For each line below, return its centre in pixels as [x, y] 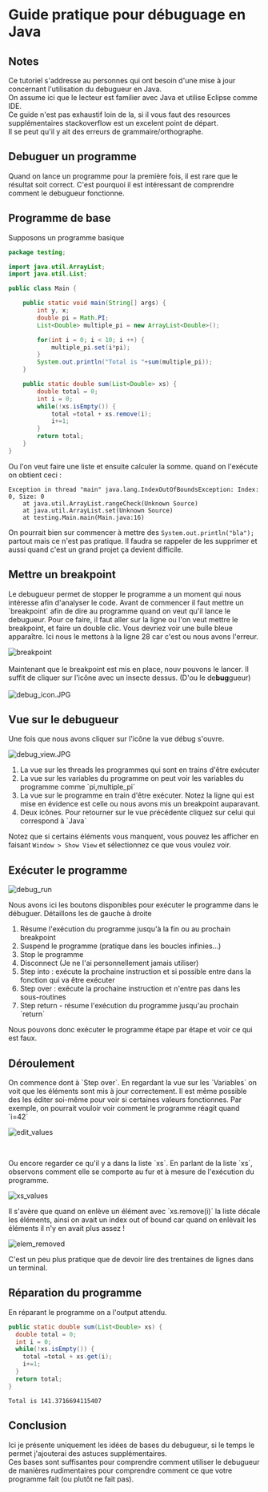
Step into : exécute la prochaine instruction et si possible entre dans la [136, 971]
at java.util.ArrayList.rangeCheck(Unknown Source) [110, 503]
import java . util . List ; [48, 274]
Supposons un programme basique [66, 237]
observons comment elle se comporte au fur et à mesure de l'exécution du [131, 1172]
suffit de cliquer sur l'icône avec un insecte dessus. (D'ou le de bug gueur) [130, 678]
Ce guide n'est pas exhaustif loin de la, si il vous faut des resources [119, 115]
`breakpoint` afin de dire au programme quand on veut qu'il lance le [120, 611]
